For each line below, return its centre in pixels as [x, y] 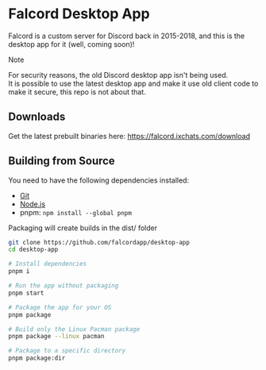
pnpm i [19, 272]
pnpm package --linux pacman [56, 337]
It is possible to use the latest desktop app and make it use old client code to [133, 83]
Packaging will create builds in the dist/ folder [83, 228]
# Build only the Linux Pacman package [74, 329]
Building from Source [62, 161]
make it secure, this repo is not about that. [77, 91]
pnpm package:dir [37, 358]
